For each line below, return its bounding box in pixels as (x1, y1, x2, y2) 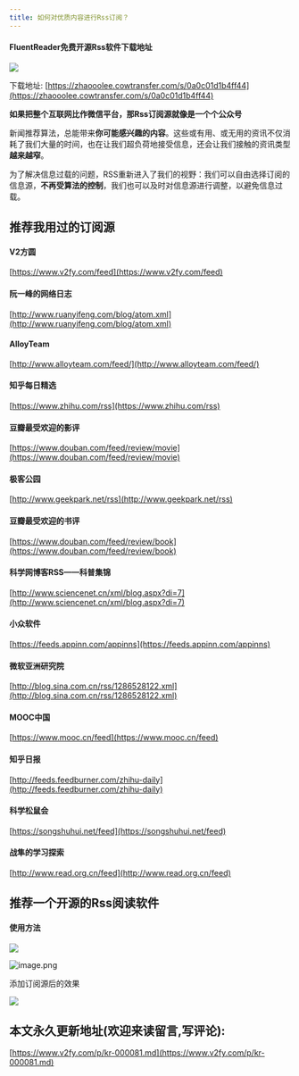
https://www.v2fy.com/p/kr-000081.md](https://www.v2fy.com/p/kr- (12, 1047, 265, 1058)
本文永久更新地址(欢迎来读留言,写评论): (9, 1023, 226, 1038)
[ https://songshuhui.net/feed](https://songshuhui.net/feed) (9, 825, 227, 836)
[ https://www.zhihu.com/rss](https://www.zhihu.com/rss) (9, 401, 220, 412)
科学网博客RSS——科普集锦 (9, 567, 112, 578)
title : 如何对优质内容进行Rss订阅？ (9, 13, 129, 22)
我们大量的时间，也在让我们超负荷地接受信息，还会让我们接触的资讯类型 (24, 138, 291, 149)
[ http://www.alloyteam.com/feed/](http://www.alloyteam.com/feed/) (9, 358, 260, 369)
